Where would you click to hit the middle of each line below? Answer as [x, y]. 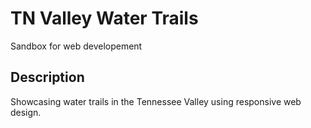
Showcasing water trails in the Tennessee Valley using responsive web [156, 101]
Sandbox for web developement [76, 46]
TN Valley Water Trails [104, 18]
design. [26, 112]
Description [47, 77]
